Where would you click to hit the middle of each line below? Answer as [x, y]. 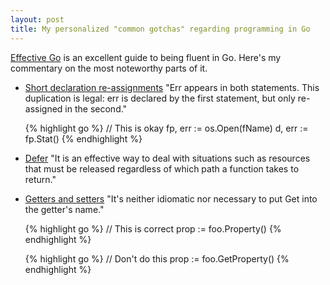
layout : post [37, 19]
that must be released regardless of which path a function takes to [162, 168]
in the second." [96, 108]
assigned [43, 108]
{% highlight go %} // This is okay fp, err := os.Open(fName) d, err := [166, 128]
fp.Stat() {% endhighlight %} [83, 138]
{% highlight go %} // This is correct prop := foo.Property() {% [153, 228]
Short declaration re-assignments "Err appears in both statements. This [172, 87]
